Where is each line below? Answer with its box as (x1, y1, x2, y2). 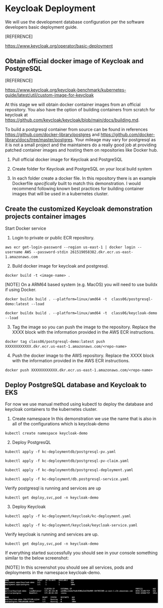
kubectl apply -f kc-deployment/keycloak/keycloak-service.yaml (5, 523, 138, 528)
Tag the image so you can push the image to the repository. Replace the (12, 324, 156, 330)
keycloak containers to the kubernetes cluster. (5, 406, 98, 412)
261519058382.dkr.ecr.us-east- (70, 250, 133, 254)
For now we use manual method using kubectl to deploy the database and (5, 401, 153, 407)
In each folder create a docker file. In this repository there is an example (12, 175, 156, 181)
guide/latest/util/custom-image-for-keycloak (5, 92, 94, 98)
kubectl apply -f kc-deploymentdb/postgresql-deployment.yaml (5, 468, 133, 473)
